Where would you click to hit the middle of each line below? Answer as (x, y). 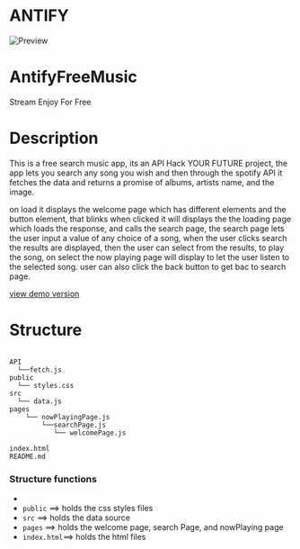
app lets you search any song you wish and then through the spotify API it (146, 173)
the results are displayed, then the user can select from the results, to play (147, 247)
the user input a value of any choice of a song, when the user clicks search (148, 238)
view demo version (44, 293)
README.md (28, 456)
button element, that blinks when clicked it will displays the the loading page (150, 219)
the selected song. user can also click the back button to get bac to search (148, 266)
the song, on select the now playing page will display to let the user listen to (150, 256)
